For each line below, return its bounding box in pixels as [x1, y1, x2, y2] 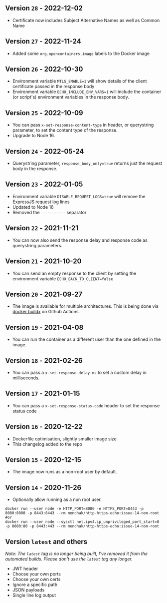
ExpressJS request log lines [12, 199, 70, 205]
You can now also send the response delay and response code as [12, 237, 148, 243]
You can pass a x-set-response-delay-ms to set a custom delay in [12, 369, 147, 375]
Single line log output [12, 592, 56, 598]
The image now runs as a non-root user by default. [12, 469, 117, 475]
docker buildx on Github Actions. [12, 309, 80, 315]
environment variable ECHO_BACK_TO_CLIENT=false [12, 275, 113, 282]
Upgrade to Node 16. [12, 133, 55, 139]
